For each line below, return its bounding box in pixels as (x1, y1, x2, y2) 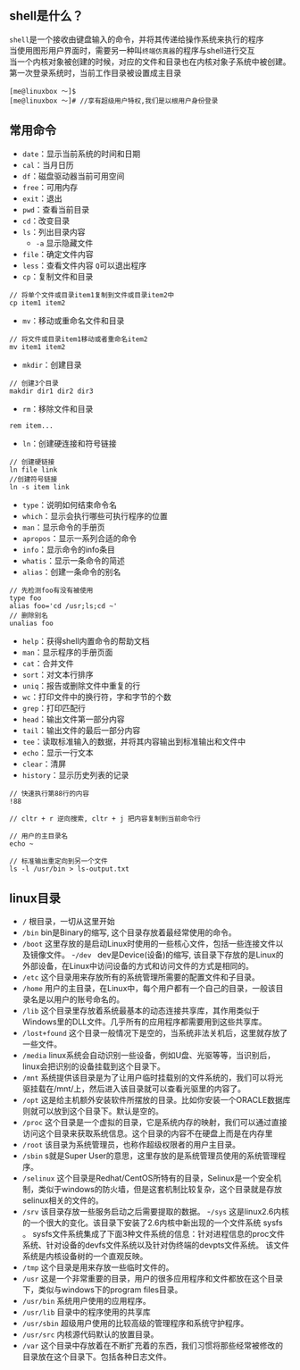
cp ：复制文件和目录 (21, 271, 94, 281)
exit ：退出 (21, 193, 62, 204)
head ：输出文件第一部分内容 (21, 714, 125, 724)
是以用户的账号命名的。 (37, 994, 125, 1005)
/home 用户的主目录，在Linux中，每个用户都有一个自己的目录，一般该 (21, 983, 277, 994)
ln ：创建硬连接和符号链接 (21, 438, 118, 448)
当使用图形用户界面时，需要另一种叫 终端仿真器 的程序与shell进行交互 (9, 45, 256, 55)
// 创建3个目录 (9, 379, 60, 388)
